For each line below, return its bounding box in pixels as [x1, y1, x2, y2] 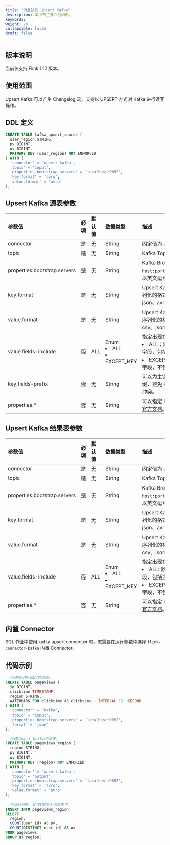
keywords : [5, 17, 26, 22]
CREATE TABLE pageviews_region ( [5, 741, 76, 746]
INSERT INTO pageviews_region [5, 807, 69, 812]
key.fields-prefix [8, 380, 48, 387]
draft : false [5, 31, 33, 36]
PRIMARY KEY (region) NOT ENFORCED [10, 760, 85, 765]
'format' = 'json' [10, 722, 49, 727]
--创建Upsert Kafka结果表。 [5, 736, 60, 741]
